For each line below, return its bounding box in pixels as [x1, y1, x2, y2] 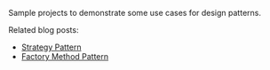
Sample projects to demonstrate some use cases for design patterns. [8, 8, 261, 18]
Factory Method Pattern [20, 51, 109, 61]
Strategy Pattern [20, 42, 82, 52]
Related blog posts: [8, 25, 79, 35]
